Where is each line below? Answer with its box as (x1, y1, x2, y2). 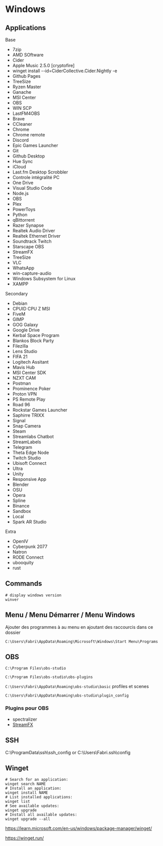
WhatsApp (12, 265, 35, 271)
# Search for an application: (5, 777, 69, 782)
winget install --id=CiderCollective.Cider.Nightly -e (12, 68, 117, 74)
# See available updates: (5, 803, 59, 808)
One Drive (12, 180, 34, 186)
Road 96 (12, 402, 30, 407)
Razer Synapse (12, 222, 44, 228)
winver (5, 597, 19, 602)
